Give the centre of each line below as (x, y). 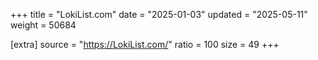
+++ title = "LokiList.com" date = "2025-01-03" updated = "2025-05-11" (159, 14)
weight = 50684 (43, 25)
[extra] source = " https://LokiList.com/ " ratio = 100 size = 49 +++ (145, 44)
